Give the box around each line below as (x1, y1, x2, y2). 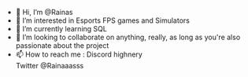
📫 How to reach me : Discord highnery (15, 49, 143, 59)
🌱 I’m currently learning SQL (15, 24, 108, 33)
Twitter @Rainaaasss (15, 61, 84, 70)
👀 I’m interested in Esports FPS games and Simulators (15, 16, 191, 25)
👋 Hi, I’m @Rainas (15, 8, 73, 16)
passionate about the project (15, 41, 109, 50)
